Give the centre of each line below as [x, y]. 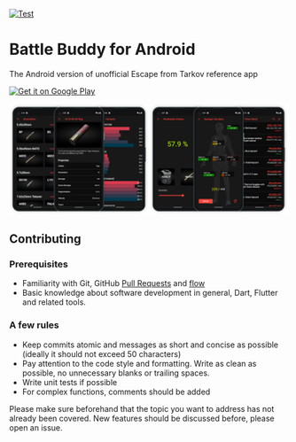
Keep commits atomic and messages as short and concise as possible [150, 345]
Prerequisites [39, 264]
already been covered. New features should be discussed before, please [142, 418]
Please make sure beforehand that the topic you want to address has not [142, 408]
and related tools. [54, 302]
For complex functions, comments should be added [116, 392]
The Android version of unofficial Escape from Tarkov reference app [134, 74]
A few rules [34, 325]
